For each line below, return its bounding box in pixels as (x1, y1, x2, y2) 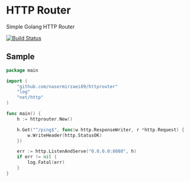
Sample (6, 51, 35, 62)
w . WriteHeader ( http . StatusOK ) (27, 132, 102, 138)
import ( (6, 78, 28, 84)
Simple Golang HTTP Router (6, 23, 75, 30)
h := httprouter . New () (17, 116, 73, 122)
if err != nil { (17, 154, 58, 160)
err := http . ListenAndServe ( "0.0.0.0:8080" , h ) (17, 148, 137, 154)
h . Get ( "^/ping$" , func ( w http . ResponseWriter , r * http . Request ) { (17, 126, 185, 133)
